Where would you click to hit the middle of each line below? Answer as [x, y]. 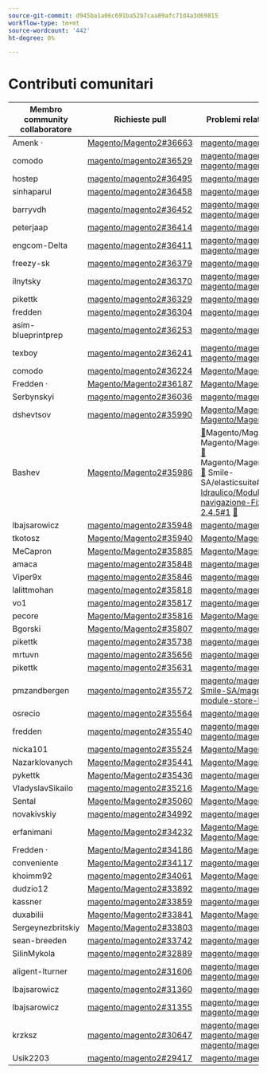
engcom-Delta [40, 245]
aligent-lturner [40, 971]
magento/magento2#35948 [140, 525]
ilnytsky [27, 281]
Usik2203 [31, 1058]
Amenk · [28, 143]
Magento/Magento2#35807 [140, 629]
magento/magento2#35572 [140, 691]
